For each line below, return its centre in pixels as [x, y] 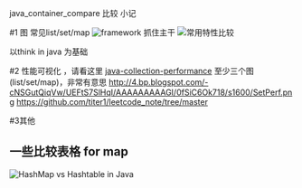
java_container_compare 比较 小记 [73, 13]
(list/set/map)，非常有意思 [58, 82]
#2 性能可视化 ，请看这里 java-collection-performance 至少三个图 [132, 71]
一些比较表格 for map [69, 152]
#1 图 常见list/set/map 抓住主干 [93, 33]
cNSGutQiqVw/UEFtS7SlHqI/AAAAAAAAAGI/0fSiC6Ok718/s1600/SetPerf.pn [151, 92]
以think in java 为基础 [49, 52]
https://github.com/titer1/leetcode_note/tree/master [112, 102]
